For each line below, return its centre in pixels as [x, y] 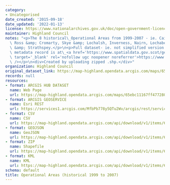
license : [14, 29]
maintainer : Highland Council [37, 33]
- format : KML [20, 156]
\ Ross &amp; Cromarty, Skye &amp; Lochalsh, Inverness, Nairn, [79, 43]
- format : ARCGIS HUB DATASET [37, 85]
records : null [20, 76]
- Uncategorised [22, 15]
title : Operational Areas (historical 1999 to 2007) [62, 175]
